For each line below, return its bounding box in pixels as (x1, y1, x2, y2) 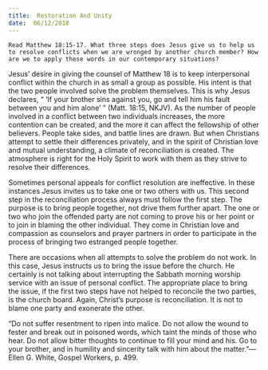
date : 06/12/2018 (8, 19, 69, 27)
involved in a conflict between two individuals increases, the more (8, 111, 226, 120)
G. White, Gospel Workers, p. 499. (26, 352, 139, 362)
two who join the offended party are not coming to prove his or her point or (8, 211, 255, 221)
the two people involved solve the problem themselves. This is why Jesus (8, 85, 250, 96)
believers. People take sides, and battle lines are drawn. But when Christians (8, 128, 260, 138)
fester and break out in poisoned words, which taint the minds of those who (8, 327, 257, 337)
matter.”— (223, 344, 257, 353)
